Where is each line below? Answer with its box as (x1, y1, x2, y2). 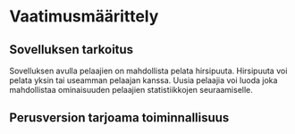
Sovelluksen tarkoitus (9, 42, 134, 57)
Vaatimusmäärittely (9, 6, 159, 27)
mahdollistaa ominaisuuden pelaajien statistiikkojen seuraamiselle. (9, 85, 253, 95)
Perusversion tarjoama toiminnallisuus (9, 110, 230, 126)
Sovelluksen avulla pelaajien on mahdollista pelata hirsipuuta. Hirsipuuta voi (9, 65, 288, 76)
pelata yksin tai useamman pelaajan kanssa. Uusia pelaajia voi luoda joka (9, 75, 278, 86)
